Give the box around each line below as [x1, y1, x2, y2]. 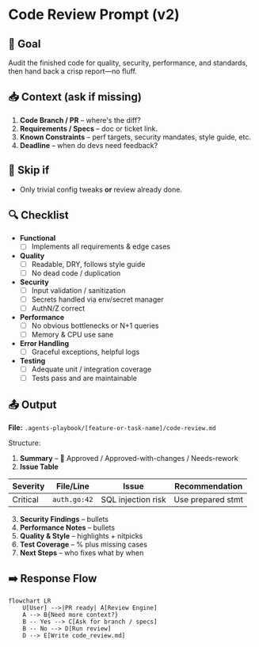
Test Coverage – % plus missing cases [19, 539, 148, 549]
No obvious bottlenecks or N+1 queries [31, 321, 159, 330]
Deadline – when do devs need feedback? [19, 140, 158, 150]
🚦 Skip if [8, 164, 50, 177]
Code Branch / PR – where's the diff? [19, 115, 141, 124]
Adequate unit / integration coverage [31, 364, 152, 374]
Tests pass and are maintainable [31, 374, 137, 383]
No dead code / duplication [31, 268, 121, 278]
